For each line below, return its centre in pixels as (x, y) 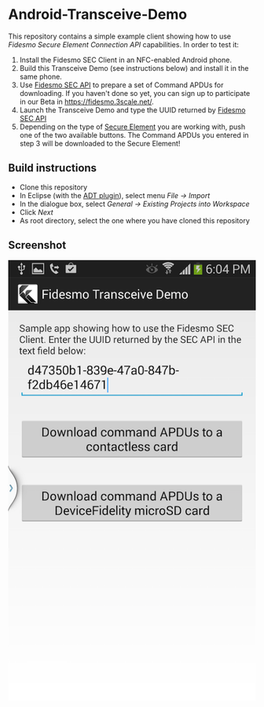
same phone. (41, 76)
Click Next (36, 212)
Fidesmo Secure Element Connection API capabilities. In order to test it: (124, 44)
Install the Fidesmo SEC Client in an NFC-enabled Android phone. (125, 60)
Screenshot (37, 245)
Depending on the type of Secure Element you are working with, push (132, 127)
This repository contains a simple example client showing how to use (120, 36)
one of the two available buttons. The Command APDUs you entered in (134, 134)
